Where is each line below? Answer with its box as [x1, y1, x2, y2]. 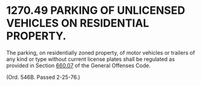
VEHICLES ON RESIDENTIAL [6, 16, 150, 30]
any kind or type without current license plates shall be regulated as [6, 55, 175, 63]
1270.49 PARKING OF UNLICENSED [6, 4, 185, 17]
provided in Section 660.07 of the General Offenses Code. [6, 61, 151, 69]
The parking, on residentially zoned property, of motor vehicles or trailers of [6, 49, 195, 56]
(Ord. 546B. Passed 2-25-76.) [6, 73, 80, 81]
